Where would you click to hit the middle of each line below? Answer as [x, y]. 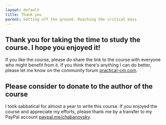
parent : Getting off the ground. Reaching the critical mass [71, 19]
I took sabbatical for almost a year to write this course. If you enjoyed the [81, 106]
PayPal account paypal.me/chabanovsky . [48, 117]
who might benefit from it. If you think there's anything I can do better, [78, 65]
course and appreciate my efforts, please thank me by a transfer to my [79, 112]
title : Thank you [24, 15]
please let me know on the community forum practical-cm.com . [72, 71]
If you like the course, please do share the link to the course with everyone [83, 60]
